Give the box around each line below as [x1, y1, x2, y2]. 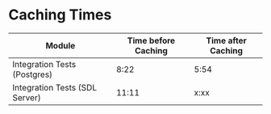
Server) [12, 91, 42, 103]
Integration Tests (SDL [12, 82, 98, 93]
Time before [127, 35, 176, 46]
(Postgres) [12, 69, 53, 80]
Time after [206, 35, 248, 46]
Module [45, 40, 76, 51]
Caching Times [8, 6, 112, 24]
